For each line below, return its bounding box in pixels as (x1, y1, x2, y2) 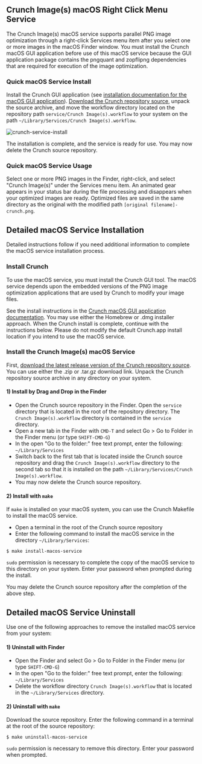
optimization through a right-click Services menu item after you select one (6, 36, 191, 44)
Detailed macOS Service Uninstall (6, 607, 136, 617)
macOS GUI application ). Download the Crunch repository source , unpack (6, 98, 190, 105)
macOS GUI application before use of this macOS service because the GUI (6, 49, 192, 57)
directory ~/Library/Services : (14, 536, 89, 544)
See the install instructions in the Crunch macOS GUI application (6, 307, 166, 314)
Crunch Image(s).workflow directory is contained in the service (14, 415, 172, 422)
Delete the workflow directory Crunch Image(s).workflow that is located (14, 683, 192, 690)
